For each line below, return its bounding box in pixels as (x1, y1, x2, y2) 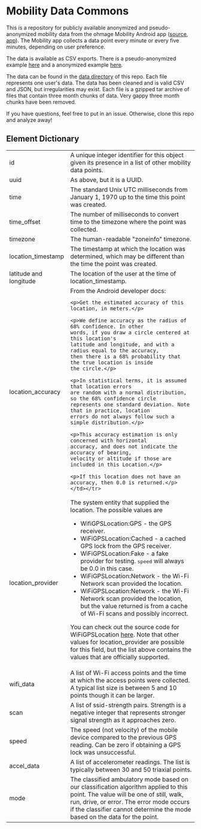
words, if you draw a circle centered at (70, 329, 190, 336)
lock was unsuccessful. (70, 748, 136, 756)
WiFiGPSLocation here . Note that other (70, 630, 179, 639)
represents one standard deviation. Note (70, 401, 190, 408)
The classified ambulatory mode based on (70, 775, 188, 783)
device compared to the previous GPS (70, 733, 177, 741)
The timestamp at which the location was (70, 244, 185, 253)
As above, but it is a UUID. (70, 175, 144, 184)
